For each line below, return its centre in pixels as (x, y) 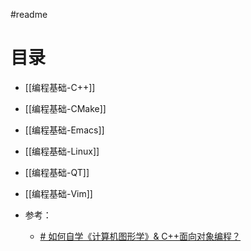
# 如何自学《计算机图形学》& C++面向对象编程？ (140, 236)
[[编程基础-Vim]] (58, 193)
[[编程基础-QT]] (57, 172)
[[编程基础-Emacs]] (64, 130)
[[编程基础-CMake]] (65, 108)
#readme (29, 14)
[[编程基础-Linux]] (62, 151)
